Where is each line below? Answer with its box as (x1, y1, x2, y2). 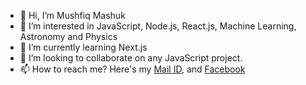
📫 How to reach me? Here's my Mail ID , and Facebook (19, 63, 246, 75)
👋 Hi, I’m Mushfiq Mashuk (19, 10, 126, 21)
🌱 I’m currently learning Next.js (19, 41, 148, 53)
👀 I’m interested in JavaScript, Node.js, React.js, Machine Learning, (19, 20, 297, 32)
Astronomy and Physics (19, 31, 118, 42)
